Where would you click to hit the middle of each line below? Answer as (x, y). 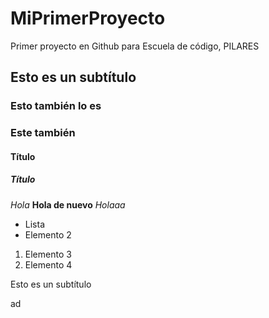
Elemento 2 (48, 234)
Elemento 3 (48, 254)
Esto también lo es (56, 106)
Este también (43, 133)
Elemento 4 (48, 264)
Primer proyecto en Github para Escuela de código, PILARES (135, 46)
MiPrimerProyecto (88, 18)
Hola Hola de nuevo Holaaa (68, 204)
